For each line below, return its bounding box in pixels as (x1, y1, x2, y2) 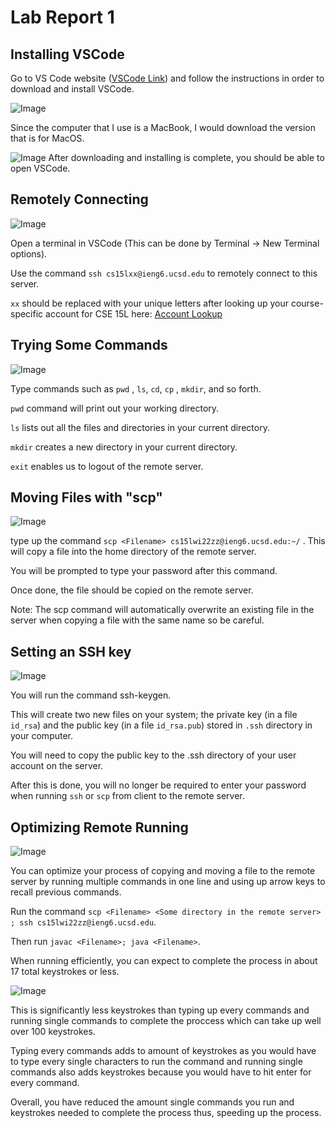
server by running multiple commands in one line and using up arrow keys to (10, 876, 326, 888)
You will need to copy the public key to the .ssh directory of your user (10, 749, 297, 761)
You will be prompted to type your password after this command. (10, 565, 278, 577)
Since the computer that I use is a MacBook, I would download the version (10, 122, 316, 133)
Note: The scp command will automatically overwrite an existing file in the (10, 604, 315, 616)
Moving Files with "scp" (10, 489, 163, 506)
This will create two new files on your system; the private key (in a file (10, 709, 298, 721)
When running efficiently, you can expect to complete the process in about (10, 955, 318, 967)
